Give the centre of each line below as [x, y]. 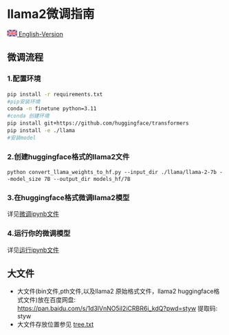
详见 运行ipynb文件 [33, 250]
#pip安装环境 [24, 101]
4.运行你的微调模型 [39, 233]
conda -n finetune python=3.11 [52, 109]
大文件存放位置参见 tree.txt [55, 325]
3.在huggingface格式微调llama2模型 [68, 197]
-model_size [24, 180]
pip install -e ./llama [41, 131]
